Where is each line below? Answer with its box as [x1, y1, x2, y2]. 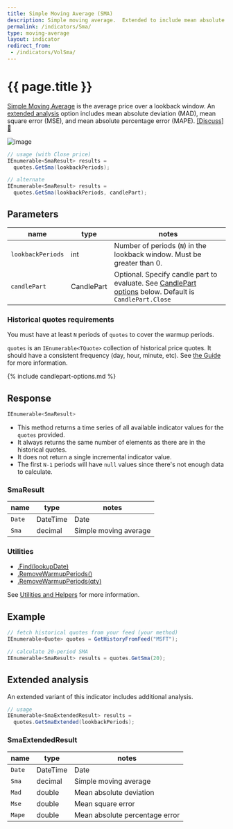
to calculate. [17, 467, 53, 476]
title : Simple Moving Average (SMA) [7, 10, 113, 17]
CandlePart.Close [114, 295, 171, 303]
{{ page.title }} [7, 79, 93, 95]
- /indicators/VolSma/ [10, 49, 76, 56]
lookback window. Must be [114, 249, 202, 259]
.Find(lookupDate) [17, 562, 69, 571]
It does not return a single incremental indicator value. [17, 452, 172, 461]
